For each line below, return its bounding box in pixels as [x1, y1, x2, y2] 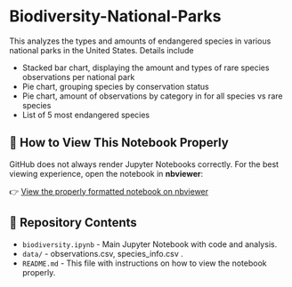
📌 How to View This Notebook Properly [9, 135, 229, 150]
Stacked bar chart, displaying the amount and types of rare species [21, 62, 270, 73]
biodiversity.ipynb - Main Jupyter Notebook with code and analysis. [21, 238, 278, 250]
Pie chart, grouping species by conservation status [21, 81, 209, 92]
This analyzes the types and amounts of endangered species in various [9, 36, 272, 46]
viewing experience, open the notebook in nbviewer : [9, 168, 203, 179]
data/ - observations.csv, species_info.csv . [21, 248, 184, 259]
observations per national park [21, 71, 135, 82]
